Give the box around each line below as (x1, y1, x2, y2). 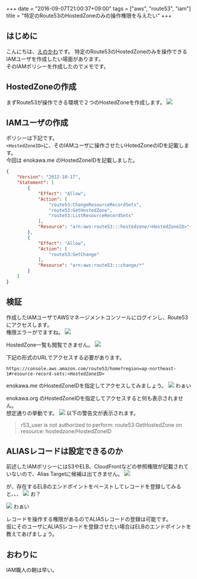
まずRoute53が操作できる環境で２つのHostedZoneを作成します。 (6, 98, 166, 106)
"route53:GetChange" (48, 252, 100, 257)
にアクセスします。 (6, 321, 52, 328)
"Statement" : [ (17, 180, 55, 186)
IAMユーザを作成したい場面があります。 (6, 55, 104, 62)
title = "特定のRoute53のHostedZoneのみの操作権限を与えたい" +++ (6, 12, 172, 19)
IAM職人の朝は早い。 (6, 567, 58, 574)
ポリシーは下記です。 (6, 135, 58, 142)
